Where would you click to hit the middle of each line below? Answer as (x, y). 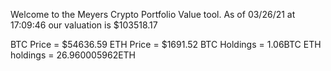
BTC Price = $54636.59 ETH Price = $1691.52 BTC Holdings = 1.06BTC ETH (166, 44)
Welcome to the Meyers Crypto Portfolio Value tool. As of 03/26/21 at (153, 14)
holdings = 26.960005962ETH (73, 55)
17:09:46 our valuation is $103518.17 (84, 25)
